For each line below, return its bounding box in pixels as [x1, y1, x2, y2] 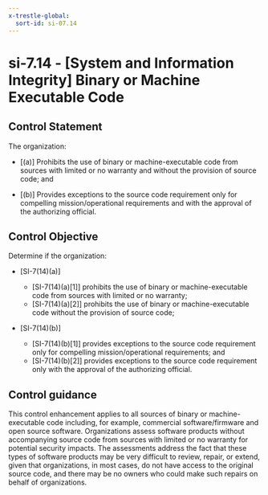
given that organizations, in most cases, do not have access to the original [8, 460, 254, 470]
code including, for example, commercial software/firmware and [47, 418, 259, 427]
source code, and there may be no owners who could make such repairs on [8, 469, 258, 479]
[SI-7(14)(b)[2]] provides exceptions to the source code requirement [31, 356, 258, 366]
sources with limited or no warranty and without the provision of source [19, 166, 257, 175]
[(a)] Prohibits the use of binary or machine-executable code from [19, 157, 238, 166]
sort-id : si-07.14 [15, 19, 78, 27]
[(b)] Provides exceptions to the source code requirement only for [19, 190, 238, 199]
